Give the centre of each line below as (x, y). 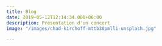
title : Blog (21, 12)
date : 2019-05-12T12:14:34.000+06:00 (54, 17)
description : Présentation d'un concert (58, 23)
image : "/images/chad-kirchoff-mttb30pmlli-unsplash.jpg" (81, 28)
